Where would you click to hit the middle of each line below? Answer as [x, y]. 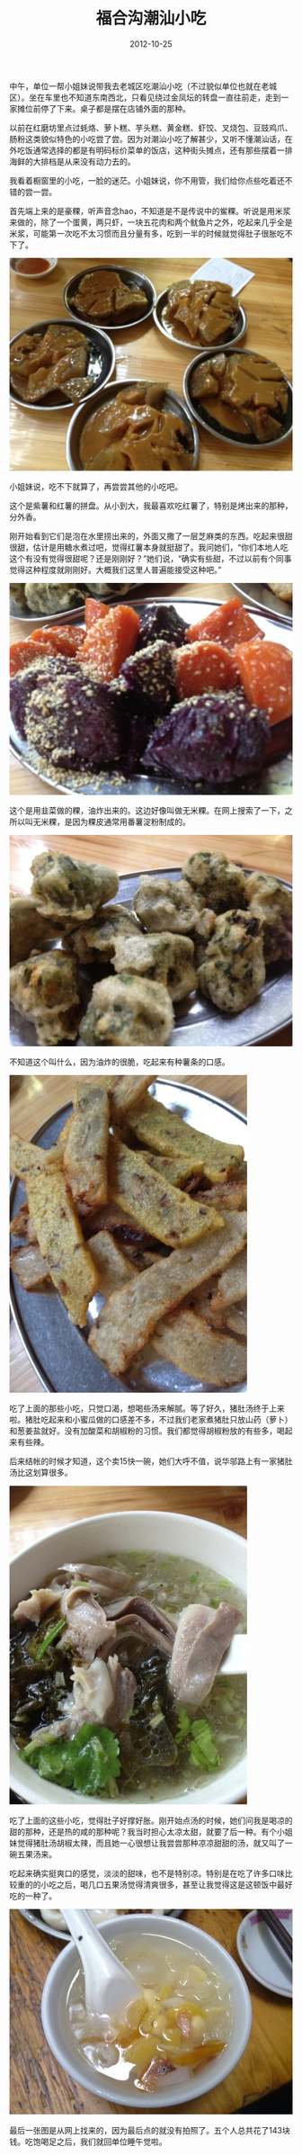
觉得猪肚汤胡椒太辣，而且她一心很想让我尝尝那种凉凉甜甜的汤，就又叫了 [151, 1843]
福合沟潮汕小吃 [151, 18]
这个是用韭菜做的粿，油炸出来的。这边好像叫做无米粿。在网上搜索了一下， [147, 810]
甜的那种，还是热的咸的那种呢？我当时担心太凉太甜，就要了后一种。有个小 [147, 1832]
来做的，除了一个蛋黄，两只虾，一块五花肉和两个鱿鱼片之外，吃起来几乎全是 [151, 222]
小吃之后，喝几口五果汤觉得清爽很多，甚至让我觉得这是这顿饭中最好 [166, 1885]
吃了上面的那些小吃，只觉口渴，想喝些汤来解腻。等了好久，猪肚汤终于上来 [147, 1408]
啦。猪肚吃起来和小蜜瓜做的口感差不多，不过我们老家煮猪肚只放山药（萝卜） [151, 1420]
